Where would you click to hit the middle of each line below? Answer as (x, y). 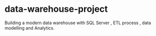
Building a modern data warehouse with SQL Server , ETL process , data (78, 23)
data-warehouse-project (56, 9)
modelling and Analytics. (30, 28)
